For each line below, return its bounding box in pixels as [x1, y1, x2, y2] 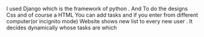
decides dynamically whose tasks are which [6, 24, 118, 31]
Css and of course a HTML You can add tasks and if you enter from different [6, 11, 199, 18]
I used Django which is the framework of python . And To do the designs [6, 5, 188, 12]
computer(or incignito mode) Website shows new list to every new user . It [6, 18, 193, 24]
